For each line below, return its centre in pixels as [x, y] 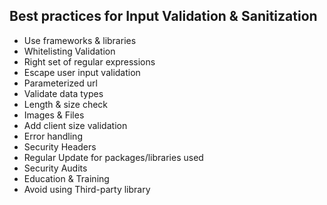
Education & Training [66, 178]
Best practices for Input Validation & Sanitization [163, 16]
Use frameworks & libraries [80, 40]
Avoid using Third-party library [87, 189]
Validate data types [63, 93]
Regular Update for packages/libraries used [113, 157]
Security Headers [60, 146]
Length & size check [66, 104]
